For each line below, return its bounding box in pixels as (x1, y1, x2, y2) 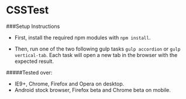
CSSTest (6, 3, 49, 17)
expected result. (14, 58, 54, 65)
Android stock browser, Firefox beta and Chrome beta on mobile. (14, 86, 171, 93)
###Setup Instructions (6, 23, 60, 30)
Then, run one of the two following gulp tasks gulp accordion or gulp (14, 45, 181, 52)
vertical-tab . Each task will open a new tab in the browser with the (14, 51, 178, 58)
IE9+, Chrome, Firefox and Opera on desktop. (14, 80, 125, 87)
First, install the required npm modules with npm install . (14, 34, 151, 41)
